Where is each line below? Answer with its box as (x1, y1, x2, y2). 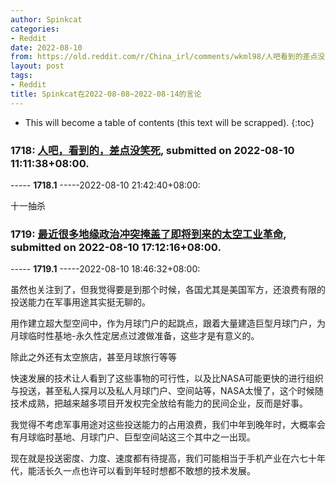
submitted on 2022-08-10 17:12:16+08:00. (10, 240, 222, 254)
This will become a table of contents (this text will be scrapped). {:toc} (24, 116, 315, 128)
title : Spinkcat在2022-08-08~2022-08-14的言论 (10, 89, 202, 99)
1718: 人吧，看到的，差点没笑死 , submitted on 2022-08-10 (10, 143, 295, 157)
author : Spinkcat (10, 14, 83, 25)
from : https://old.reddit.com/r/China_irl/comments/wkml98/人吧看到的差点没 (10, 52, 326, 62)
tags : (10, 71, 33, 81)
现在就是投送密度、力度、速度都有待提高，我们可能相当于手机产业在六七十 (10, 452, 317, 465)
